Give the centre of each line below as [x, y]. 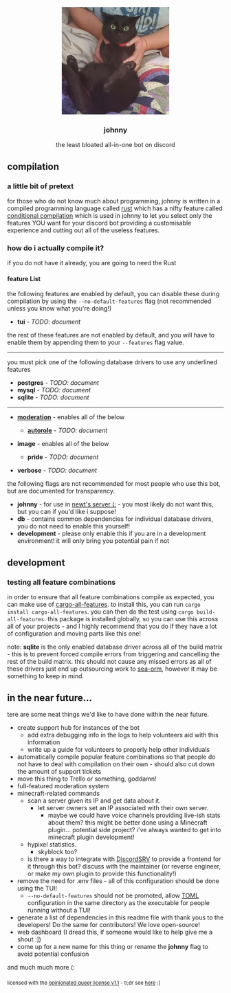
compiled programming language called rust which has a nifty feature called [115, 208]
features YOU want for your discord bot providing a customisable [99, 223]
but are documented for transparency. [61, 491]
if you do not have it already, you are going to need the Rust [92, 263]
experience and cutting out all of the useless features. [84, 230]
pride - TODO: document [63, 457]
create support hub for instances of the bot [78, 727]
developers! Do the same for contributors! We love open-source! [109, 924]
